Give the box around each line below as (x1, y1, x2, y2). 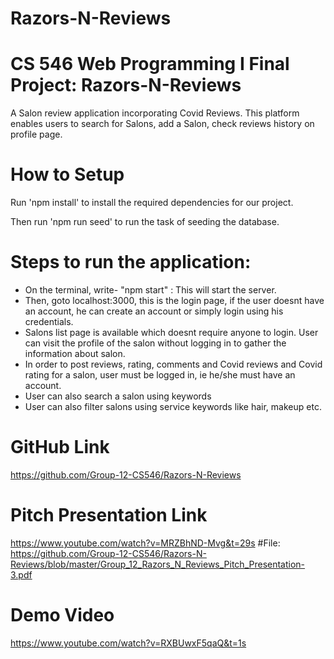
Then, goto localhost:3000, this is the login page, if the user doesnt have (24, 295, 325, 306)
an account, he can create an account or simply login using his (24, 305, 284, 317)
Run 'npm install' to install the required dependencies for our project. (10, 197, 294, 209)
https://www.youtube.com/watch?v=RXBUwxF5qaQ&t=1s (10, 637, 247, 649)
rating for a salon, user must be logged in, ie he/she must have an (24, 369, 296, 381)
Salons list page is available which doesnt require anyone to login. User (24, 327, 319, 338)
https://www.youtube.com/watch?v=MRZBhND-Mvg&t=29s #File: (10, 537, 281, 549)
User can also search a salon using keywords (24, 390, 212, 402)
